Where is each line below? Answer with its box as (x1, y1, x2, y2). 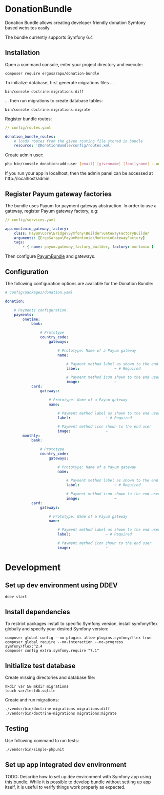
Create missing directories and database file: (5, 675, 95, 680)
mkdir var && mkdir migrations (5, 684, 69, 689)
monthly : (22, 434, 41, 438)
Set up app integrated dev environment (5, 761, 127, 769)
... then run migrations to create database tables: (5, 97, 103, 103)
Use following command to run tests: (5, 737, 79, 743)
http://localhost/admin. (5, 175, 51, 182)
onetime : (22, 317, 41, 322)
